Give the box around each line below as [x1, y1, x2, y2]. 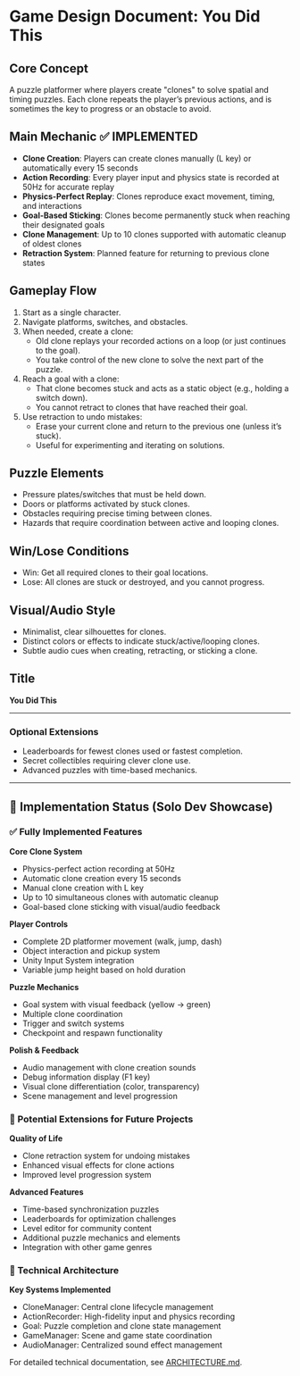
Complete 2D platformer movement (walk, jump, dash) [21, 936, 222, 947]
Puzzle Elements [9, 466, 104, 481]
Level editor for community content [21, 1223, 152, 1234]
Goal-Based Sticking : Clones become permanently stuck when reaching [21, 210, 290, 221]
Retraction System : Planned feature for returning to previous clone [21, 247, 270, 258]
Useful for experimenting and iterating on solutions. [35, 439, 225, 450]
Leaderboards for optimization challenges [21, 1213, 177, 1224]
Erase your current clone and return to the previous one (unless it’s [35, 421, 282, 431]
